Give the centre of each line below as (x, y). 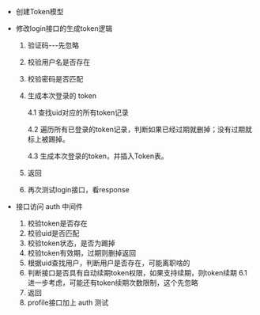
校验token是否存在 (58, 223)
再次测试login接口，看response (79, 190)
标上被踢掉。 (48, 139)
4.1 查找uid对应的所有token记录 (78, 112)
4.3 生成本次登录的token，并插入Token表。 (98, 156)
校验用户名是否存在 (59, 62)
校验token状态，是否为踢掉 (72, 243)
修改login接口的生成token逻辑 (64, 28)
